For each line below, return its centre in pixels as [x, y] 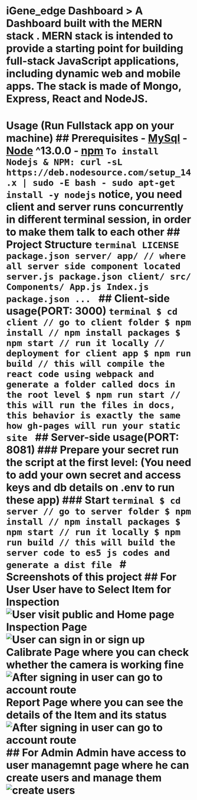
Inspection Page [47, 627]
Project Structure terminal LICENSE [93, 245]
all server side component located [93, 267]
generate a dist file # [66, 565]
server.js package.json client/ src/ [99, 277]
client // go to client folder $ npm [99, 323]
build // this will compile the [86, 364]
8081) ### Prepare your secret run [92, 450]
